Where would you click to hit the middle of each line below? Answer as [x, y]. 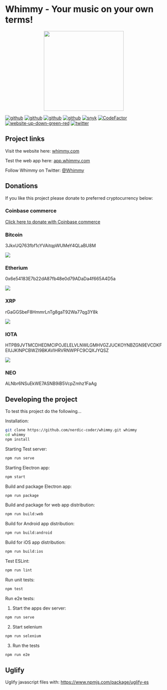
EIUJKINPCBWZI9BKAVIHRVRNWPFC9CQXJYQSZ [57, 350]
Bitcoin [14, 235]
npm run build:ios [24, 552]
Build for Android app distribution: [40, 524]
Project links [25, 139]
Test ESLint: [17, 561]
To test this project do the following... [43, 411]
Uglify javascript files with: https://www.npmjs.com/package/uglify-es [77, 682]
